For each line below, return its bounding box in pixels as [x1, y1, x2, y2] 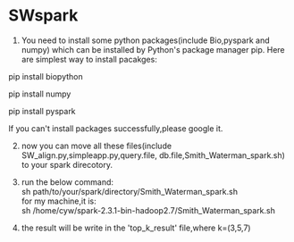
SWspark [8, 5, 79, 26]
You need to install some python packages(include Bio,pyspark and [21, 35, 270, 46]
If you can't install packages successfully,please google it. [8, 122, 223, 134]
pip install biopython [8, 71, 84, 81]
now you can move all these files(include [21, 140, 172, 151]
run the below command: [21, 176, 113, 188]
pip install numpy [8, 88, 71, 99]
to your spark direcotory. [21, 159, 113, 170]
